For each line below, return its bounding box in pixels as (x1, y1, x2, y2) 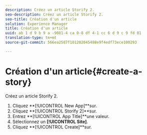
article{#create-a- (65, 65, 143, 77)
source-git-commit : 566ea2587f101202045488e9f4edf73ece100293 (5, 40, 137, 45)
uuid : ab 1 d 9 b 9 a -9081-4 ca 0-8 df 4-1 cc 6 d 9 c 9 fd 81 (5, 30, 142, 35)
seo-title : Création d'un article (5, 16, 77, 21)
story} (5, 76, 32, 87)
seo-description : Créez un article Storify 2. (5, 12, 104, 17)
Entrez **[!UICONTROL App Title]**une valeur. (12, 113, 110, 119)
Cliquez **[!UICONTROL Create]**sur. (12, 123, 92, 130)
